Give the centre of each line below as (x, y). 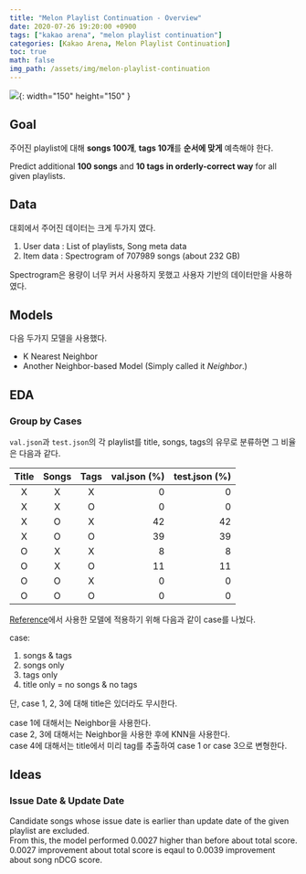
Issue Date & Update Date (67, 801)
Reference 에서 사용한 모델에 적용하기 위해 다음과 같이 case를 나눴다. (132, 619)
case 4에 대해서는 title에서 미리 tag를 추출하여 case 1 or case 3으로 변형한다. (148, 746)
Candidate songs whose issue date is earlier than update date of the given (149, 821)
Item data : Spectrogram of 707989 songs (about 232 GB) (131, 256)
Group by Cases (46, 421)
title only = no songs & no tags (80, 684)
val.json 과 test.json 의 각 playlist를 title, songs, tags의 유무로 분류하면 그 (144, 442)
